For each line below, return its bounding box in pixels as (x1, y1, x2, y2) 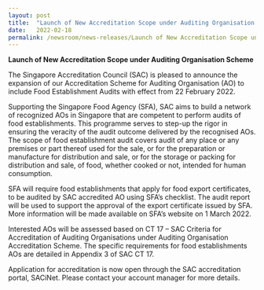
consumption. (8, 169, 53, 178)
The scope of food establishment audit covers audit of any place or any (8, 135, 240, 145)
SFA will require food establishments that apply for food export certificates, (8, 184, 251, 193)
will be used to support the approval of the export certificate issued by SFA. (8, 201, 253, 211)
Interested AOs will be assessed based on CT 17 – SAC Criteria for (8, 225, 222, 234)
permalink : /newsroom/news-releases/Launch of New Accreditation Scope (8, 33, 247, 42)
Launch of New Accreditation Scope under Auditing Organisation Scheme (8, 55, 254, 64)
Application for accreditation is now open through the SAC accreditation (8, 265, 241, 274)
